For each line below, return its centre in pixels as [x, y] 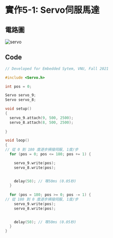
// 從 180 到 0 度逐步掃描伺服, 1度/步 [42, 200]
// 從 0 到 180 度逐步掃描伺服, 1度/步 [42, 150]
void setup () [18, 109]
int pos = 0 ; [18, 87]
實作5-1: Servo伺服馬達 [52, 10]
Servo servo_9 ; [21, 95]
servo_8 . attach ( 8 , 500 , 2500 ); [42, 122]
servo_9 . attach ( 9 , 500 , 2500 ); [42, 118]
